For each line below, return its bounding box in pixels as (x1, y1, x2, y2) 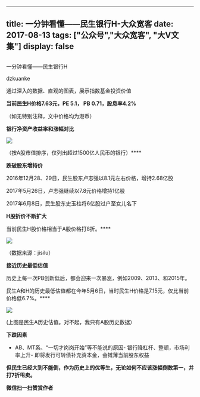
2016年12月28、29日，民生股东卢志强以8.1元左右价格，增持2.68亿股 (6, 174, 174, 181)
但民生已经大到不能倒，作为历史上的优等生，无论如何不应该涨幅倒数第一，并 (6, 364, 194, 371)
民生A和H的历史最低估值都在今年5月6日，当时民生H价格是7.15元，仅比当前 (6, 287, 189, 294)
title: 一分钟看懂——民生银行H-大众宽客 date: (6, 19, 174, 29)
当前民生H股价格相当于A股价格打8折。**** (6, 225, 111, 232)
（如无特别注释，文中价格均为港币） (6, 112, 95, 119)
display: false (23, 41, 74, 51)
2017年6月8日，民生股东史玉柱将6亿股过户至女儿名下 (6, 199, 137, 207)
